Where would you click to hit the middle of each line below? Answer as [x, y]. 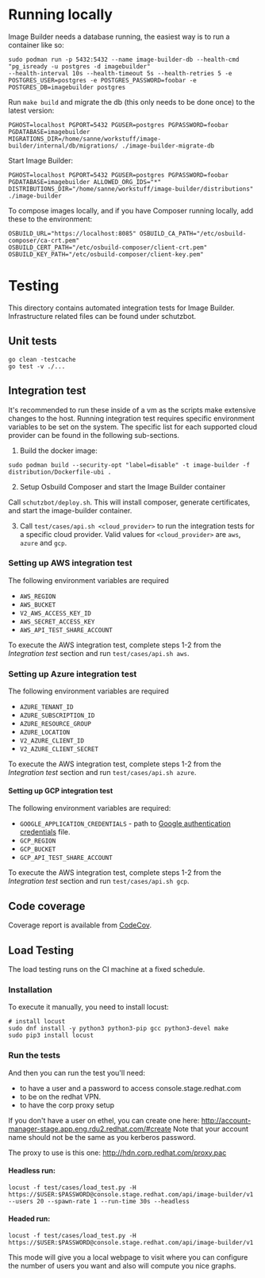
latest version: [31, 110]
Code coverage [47, 906]
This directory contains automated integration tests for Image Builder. [122, 308]
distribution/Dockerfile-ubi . [60, 472]
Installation [31, 989]
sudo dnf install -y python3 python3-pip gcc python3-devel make [118, 1029]
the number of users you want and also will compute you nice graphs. [122, 1265]
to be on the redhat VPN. [60, 1096]
